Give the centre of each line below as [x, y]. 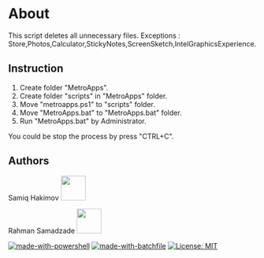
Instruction [36, 69]
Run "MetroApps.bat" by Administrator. [83, 121]
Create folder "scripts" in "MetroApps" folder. [93, 96]
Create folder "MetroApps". [64, 87]
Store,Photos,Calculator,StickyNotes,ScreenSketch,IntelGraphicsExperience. [132, 43]
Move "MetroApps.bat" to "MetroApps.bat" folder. [101, 112]
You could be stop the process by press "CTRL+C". [91, 136]
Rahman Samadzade [42, 230]
